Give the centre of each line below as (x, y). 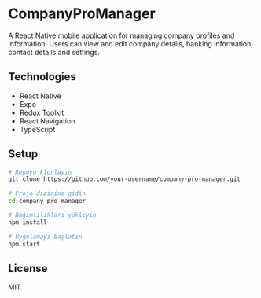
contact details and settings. (54, 52)
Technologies (42, 77)
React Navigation (47, 121)
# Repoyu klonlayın (40, 172)
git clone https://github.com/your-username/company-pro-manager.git (125, 179)
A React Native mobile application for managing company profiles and (121, 35)
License (28, 268)
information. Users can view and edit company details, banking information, (130, 43)
